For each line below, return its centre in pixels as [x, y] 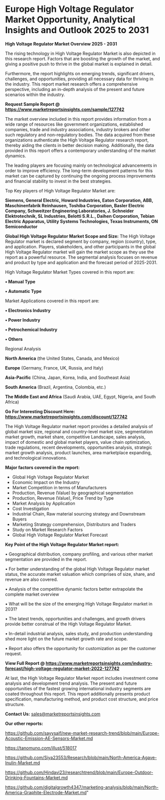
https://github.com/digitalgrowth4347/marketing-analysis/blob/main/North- [82, 787]
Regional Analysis [23, 349]
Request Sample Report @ [33, 104]
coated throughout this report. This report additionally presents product [78, 694]
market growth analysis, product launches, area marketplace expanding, [78, 452]
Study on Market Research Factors [47, 529]
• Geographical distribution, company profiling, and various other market [79, 554]
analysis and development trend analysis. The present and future [71, 683]
